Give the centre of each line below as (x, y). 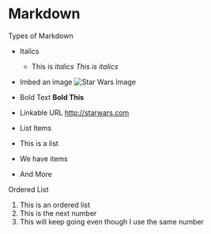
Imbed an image (46, 82)
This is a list (39, 143)
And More (36, 174)
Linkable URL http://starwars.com (74, 113)
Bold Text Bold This (52, 97)
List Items (36, 128)
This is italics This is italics (75, 66)
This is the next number (58, 213)
